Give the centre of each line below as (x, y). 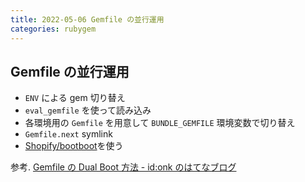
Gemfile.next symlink (68, 134)
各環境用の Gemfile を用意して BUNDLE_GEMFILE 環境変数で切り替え (160, 123)
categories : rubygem (53, 29)
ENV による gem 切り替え (75, 98)
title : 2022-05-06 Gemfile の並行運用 (87, 19)
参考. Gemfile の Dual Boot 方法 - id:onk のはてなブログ (123, 167)
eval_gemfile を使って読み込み (88, 110)
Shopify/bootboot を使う (74, 146)
